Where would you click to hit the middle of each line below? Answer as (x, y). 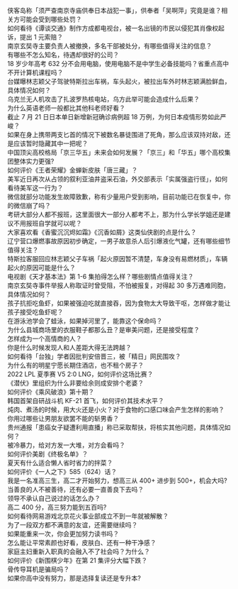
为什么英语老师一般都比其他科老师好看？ (66, 108)
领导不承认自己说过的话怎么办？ (54, 498)
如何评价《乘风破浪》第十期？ (51, 392)
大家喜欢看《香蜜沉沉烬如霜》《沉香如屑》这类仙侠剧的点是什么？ (102, 232)
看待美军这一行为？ (35, 188)
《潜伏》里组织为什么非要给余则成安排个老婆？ (75, 383)
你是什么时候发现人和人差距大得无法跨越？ (69, 347)
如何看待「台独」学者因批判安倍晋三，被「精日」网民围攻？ (94, 356)
